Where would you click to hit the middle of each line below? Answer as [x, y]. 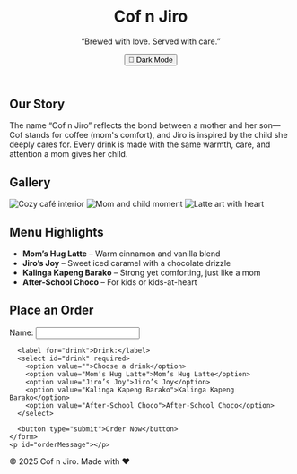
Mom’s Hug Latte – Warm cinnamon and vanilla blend [121, 254]
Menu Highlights [57, 232]
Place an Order [52, 310]
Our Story [37, 103]
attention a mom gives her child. [69, 154]
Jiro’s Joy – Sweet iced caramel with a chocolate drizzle [127, 263]
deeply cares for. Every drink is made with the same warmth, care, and [140, 144]
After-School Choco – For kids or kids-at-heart [109, 282]
